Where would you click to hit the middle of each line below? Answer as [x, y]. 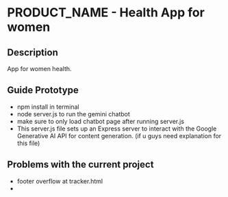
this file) [28, 143]
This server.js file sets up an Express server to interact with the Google [117, 129]
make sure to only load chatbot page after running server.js [101, 121]
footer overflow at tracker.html [60, 181]
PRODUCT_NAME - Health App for [106, 13]
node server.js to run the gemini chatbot [73, 114]
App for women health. [39, 69]
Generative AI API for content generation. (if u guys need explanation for [119, 135]
